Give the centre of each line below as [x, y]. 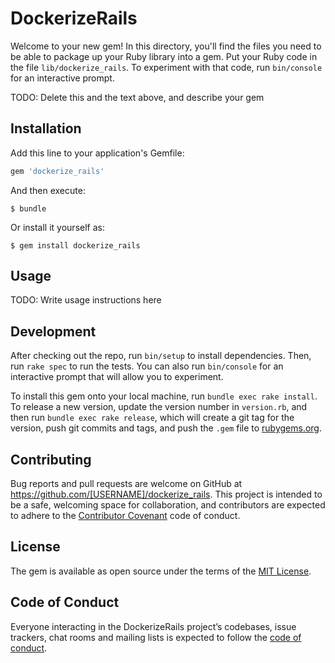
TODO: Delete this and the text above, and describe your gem [137, 97]
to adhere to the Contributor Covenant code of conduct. [125, 516]
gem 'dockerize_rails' [57, 171]
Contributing [51, 459]
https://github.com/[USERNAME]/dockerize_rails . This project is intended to [166, 494]
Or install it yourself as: [57, 227]
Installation [46, 128]
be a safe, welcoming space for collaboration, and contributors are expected [168, 505]
